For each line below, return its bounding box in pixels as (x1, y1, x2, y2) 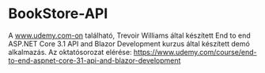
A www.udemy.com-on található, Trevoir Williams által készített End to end (8, 31, 251, 40)
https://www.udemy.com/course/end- (133, 47, 257, 57)
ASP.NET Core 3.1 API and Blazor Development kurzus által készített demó (8, 38, 251, 48)
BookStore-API (8, 5, 108, 23)
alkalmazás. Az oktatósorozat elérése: (8, 47, 132, 57)
